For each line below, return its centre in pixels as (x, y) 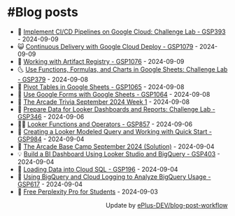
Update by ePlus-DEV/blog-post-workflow (167, 205)
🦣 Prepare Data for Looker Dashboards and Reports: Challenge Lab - (116, 109)
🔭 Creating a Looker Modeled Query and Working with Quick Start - (114, 131)
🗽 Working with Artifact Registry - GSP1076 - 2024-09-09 (101, 61)
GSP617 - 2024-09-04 (50, 184)
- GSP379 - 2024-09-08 (53, 79)
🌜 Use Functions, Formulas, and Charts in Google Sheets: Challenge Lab (122, 69)
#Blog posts (43, 12)
